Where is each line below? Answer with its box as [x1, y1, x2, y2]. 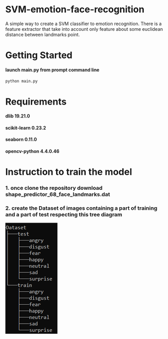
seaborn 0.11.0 [5, 136, 37, 143]
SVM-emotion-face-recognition [5, 4, 145, 15]
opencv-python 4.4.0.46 [5, 148, 60, 154]
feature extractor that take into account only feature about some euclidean [5, 26, 163, 32]
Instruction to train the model [5, 166, 133, 178]
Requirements [5, 96, 67, 107]
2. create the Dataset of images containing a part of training [5, 204, 158, 211]
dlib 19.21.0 [5, 113, 30, 119]
